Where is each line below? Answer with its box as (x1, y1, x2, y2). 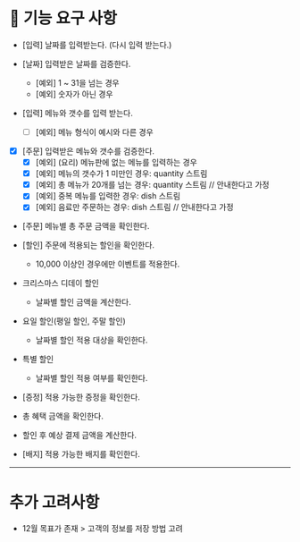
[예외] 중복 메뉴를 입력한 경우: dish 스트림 (35, 191, 181, 201)
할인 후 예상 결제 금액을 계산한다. (21, 430, 137, 441)
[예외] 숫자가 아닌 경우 (35, 89, 113, 99)
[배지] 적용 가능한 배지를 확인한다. (21, 449, 141, 460)
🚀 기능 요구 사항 (9, 8, 118, 29)
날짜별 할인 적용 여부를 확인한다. (35, 373, 148, 384)
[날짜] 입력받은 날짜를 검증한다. (21, 58, 131, 69)
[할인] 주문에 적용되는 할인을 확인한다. (21, 240, 154, 250)
